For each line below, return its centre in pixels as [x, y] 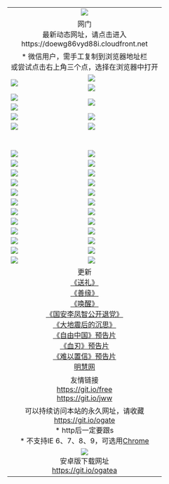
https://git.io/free [84, 389]
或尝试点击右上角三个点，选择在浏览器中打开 [85, 67]
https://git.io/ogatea [84, 470]
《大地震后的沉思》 [85, 324]
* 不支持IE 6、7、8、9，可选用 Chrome [84, 440]
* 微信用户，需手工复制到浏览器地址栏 [84, 56]
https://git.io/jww [84, 398]
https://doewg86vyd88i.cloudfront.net [84, 44]
